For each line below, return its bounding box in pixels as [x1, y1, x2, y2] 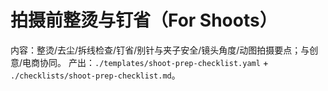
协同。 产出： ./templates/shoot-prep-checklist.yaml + [39, 56, 270, 68]
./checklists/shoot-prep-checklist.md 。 [10, 69, 181, 81]
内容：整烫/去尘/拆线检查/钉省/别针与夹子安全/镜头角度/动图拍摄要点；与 [10, 44, 310, 56]
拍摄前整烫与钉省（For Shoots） [10, 9, 278, 32]
